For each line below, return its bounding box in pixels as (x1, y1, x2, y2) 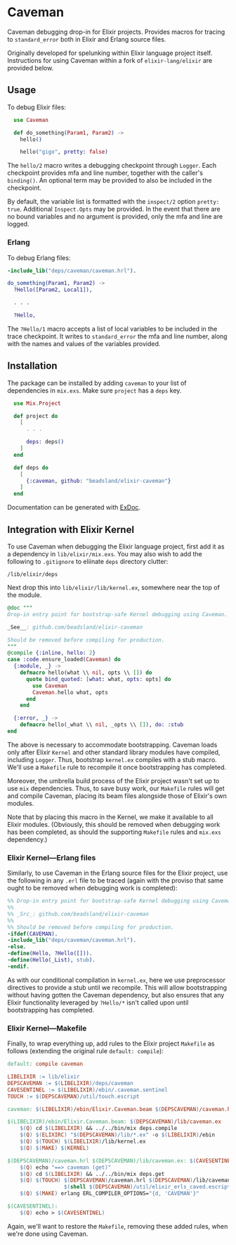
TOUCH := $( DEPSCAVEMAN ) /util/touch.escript (7, 1093, 140, 1100)
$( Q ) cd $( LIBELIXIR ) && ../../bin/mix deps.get (20, 1170, 165, 1177)
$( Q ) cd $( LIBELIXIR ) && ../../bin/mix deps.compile (20, 1125, 178, 1132)
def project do (13, 412, 58, 419)
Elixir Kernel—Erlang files (7, 852, 96, 862)
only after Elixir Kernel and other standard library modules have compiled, (7, 748, 221, 756)
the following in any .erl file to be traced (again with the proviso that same (7, 876, 223, 885)
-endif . (7, 963, 30, 970)
